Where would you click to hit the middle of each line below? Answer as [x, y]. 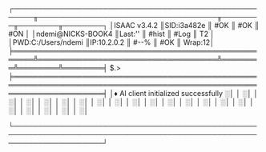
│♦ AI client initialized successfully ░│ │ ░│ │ [184, 93]
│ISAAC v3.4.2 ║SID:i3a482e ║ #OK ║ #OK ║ [184, 25]
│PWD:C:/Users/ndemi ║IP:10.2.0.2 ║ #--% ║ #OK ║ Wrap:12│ [111, 42]
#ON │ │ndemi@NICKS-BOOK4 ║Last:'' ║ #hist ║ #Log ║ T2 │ [111, 34]
